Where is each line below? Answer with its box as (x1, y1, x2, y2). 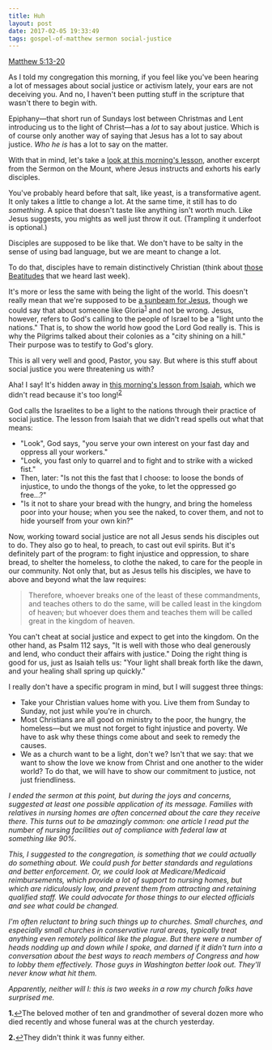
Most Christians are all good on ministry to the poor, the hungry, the (19, 714, 247, 725)
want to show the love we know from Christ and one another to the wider (19, 758, 264, 767)
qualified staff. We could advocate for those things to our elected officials (8, 892, 255, 902)
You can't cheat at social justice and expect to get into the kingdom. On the (8, 631, 259, 641)
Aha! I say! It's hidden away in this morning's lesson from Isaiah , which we (8, 380, 257, 389)
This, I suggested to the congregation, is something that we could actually (8, 849, 257, 859)
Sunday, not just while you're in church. (19, 706, 152, 716)
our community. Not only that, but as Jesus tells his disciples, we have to (8, 566, 251, 576)
